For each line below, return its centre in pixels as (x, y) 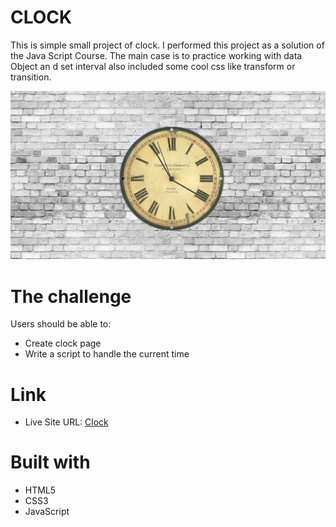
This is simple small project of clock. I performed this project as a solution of (167, 45)
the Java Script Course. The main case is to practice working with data (156, 55)
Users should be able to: (61, 324)
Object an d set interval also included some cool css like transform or (153, 66)
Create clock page (63, 343)
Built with (50, 462)
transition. (31, 77)
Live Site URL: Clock (66, 422)
